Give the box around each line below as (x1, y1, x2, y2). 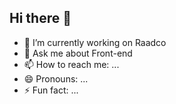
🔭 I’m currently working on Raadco (23, 36, 167, 48)
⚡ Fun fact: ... (23, 84, 79, 96)
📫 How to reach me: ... (23, 58, 120, 70)
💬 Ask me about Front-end (23, 47, 133, 59)
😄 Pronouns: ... (23, 72, 89, 85)
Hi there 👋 (9, 10, 72, 27)
